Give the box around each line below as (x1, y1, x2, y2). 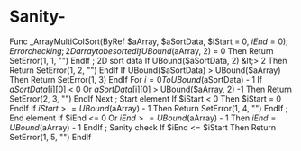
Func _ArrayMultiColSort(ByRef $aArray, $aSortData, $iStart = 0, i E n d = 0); (9, 36, 288, 47)
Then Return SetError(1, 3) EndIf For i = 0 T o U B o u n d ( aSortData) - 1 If (9, 74, 263, 84)
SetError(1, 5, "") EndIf (9, 131, 92, 142)
